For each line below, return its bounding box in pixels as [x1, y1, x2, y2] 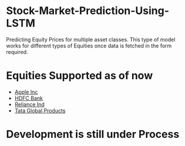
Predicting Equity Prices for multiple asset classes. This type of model [6, 36, 176, 43]
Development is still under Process [6, 128, 180, 141]
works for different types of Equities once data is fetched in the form [6, 42, 172, 49]
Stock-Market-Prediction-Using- [6, 4, 169, 18]
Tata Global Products [14, 107, 66, 114]
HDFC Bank [14, 94, 43, 101]
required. [6, 48, 28, 55]
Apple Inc [14, 88, 38, 95]
